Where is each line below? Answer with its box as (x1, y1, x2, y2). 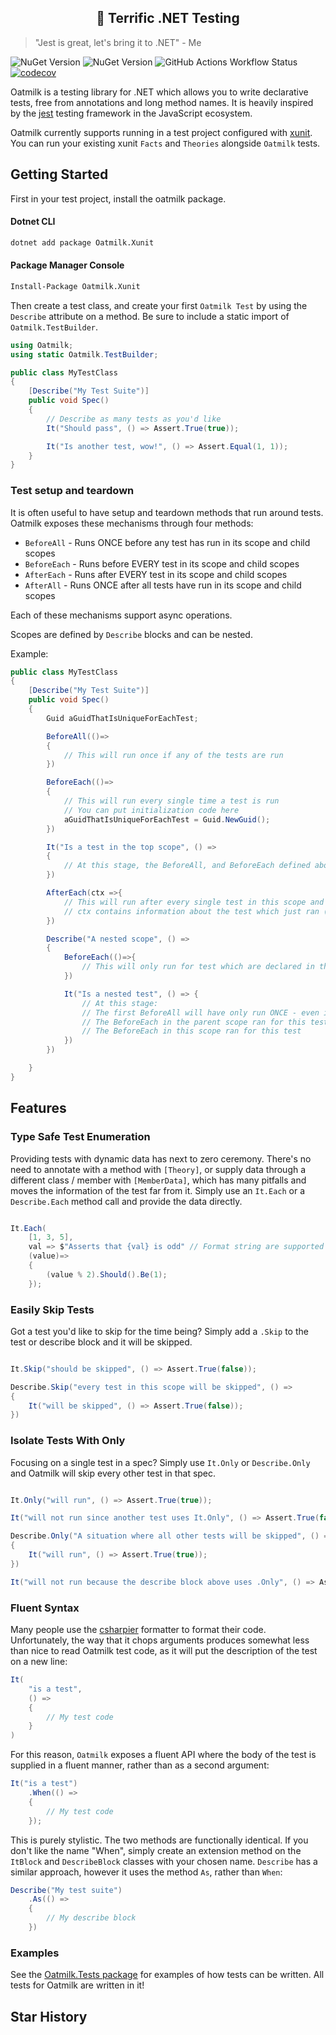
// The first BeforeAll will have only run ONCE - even (81, 1007, 320, 1018)
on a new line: (10, 1656, 68, 1668)
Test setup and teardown (10, 484, 135, 498)
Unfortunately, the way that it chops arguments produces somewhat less (10, 1634, 310, 1646)
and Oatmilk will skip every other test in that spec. (10, 1467, 217, 1479)
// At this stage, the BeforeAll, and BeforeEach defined (63, 861, 311, 871)
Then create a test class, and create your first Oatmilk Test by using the (10, 299, 308, 311)
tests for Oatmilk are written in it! (10, 1979, 145, 1991)
